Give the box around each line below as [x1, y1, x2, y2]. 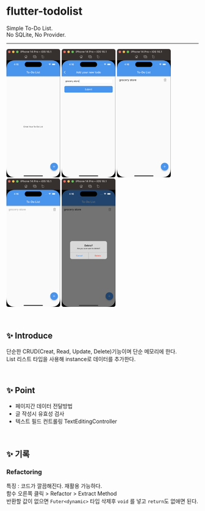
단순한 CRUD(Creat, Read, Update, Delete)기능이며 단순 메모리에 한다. [6, 347, 177, 355]
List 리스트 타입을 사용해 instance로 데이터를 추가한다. [6, 355, 136, 362]
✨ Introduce [6, 331, 53, 341]
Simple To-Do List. [6, 24, 53, 32]
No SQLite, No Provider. [6, 31, 66, 38]
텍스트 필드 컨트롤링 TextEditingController [15, 417, 118, 425]
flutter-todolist [6, 4, 83, 18]
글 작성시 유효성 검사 [15, 410, 65, 417]
